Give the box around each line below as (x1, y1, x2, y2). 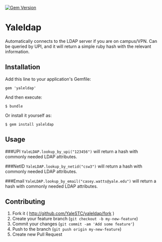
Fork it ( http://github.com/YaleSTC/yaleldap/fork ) (12, 210, 115, 216)
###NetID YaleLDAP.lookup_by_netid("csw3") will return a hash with (5, 163, 143, 169)
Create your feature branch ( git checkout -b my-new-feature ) (12, 216, 138, 222)
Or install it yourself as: (5, 112, 52, 118)
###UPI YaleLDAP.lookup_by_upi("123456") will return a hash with (5, 148, 138, 154)
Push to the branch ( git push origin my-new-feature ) (12, 226, 122, 232)
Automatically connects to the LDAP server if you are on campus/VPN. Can (5, 38, 158, 44)
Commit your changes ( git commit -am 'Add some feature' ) (12, 221, 134, 227)
